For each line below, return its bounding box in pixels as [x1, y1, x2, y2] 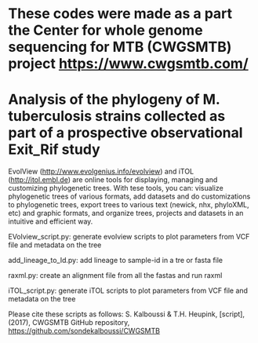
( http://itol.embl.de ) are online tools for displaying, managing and [8, 175, 218, 184]
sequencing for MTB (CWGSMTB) [8, 38, 232, 56]
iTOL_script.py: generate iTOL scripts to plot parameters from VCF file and [8, 286, 249, 295]
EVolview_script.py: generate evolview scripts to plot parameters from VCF [8, 232, 250, 242]
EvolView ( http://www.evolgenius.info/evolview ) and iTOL [8, 166, 194, 177]
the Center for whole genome [8, 21, 203, 39]
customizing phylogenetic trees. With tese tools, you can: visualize [8, 184, 223, 193]
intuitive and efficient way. [8, 217, 93, 226]
